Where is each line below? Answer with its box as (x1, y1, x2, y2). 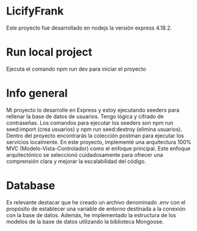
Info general (6, 86, 68, 100)
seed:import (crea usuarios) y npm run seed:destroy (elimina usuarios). (6, 125, 183, 133)
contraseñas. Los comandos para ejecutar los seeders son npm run (6, 119, 174, 126)
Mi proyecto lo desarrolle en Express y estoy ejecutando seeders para (6, 106, 180, 113)
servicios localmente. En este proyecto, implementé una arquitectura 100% (6, 138, 192, 145)
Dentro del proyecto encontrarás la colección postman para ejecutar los (6, 131, 184, 139)
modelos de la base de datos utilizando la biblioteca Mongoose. (6, 218, 164, 225)
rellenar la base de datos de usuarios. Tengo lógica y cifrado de (6, 113, 164, 120)
